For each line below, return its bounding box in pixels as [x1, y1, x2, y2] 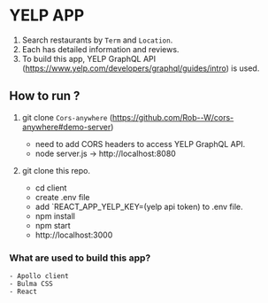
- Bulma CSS [9, 280, 53, 289]
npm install [34, 210, 75, 221]
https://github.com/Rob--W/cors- [111, 112, 234, 122]
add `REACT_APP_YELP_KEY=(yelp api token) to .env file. [34, 201, 243, 212]
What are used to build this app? [9, 252, 151, 264]
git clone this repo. [21, 165, 91, 175]
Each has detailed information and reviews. [21, 43, 180, 54]
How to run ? [9, 89, 80, 104]
